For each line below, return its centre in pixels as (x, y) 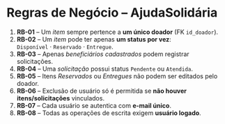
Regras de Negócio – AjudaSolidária (112, 13)
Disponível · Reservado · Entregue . (65, 46)
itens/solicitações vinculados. (61, 98)
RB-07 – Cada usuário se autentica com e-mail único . (94, 105)
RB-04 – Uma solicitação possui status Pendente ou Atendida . (104, 69)
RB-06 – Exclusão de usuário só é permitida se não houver (102, 91)
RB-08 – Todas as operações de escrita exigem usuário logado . (109, 113)
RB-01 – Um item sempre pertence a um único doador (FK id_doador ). (117, 32)
